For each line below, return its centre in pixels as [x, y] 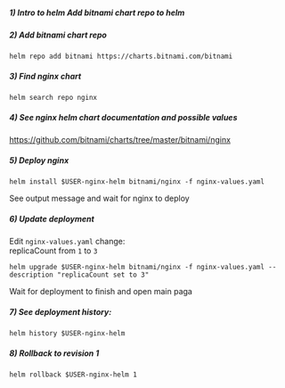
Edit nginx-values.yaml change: [67, 242]
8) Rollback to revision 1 [54, 353]
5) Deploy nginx [39, 160]
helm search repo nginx [53, 98]
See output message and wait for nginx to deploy [99, 198]
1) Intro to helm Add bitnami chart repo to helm [97, 12]
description [31, 275]
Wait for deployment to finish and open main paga [101, 292]
